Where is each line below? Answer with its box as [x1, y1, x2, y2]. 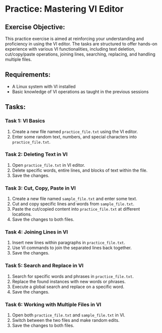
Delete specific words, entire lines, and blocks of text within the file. [12, 167, 148, 173]
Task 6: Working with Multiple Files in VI [5, 301, 102, 308]
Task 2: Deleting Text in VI [5, 151, 68, 158]
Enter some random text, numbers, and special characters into [12, 134, 137, 139]
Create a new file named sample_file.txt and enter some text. [12, 196, 137, 202]
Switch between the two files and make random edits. [12, 317, 120, 323]
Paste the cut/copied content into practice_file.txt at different [12, 206, 140, 212]
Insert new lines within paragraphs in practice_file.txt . [12, 240, 125, 246]
